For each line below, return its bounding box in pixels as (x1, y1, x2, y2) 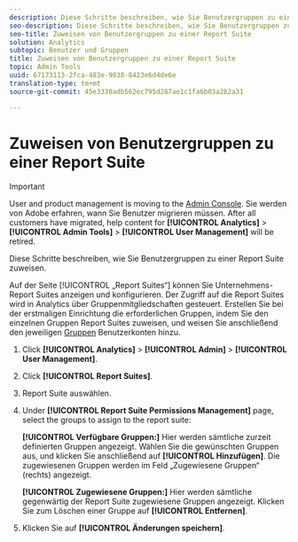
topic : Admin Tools (9, 63, 82, 72)
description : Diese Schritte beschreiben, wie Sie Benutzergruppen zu (9, 12, 276, 22)
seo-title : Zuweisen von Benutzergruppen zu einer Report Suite (9, 29, 252, 38)
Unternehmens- (215, 280, 273, 291)
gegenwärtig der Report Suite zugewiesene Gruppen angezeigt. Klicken (21, 496, 285, 507)
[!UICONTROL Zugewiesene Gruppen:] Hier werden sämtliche (21, 487, 253, 498)
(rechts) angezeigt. (21, 469, 92, 480)
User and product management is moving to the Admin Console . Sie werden (9, 199, 287, 209)
